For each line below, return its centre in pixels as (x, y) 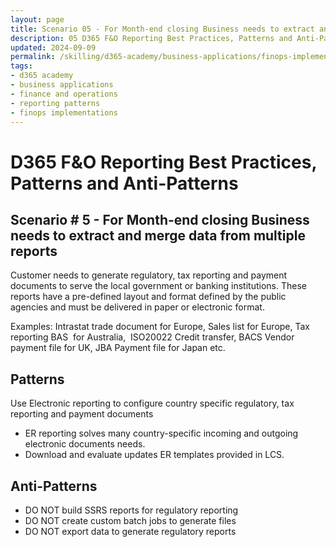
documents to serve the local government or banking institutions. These (158, 286)
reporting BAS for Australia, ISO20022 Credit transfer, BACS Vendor (152, 337)
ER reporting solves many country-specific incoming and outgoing (161, 433)
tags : (21, 66)
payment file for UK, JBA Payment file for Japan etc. (118, 348)
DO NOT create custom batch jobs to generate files (130, 520)
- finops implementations (64, 112)
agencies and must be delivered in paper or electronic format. (137, 307)
